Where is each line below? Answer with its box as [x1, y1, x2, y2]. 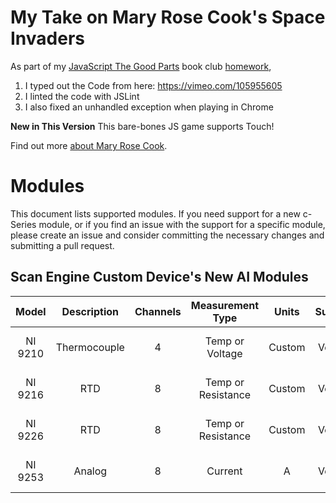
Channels [134, 304, 182, 318]
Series [10, 218, 37, 230]
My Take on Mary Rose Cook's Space [10, 6, 326, 29]
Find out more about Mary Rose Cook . [10, 139, 168, 151]
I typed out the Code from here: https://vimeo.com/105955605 [24, 79, 283, 91]
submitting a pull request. [10, 239, 115, 251]
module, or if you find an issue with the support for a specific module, [38, 218, 326, 230]
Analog [73, 464, 108, 478]
